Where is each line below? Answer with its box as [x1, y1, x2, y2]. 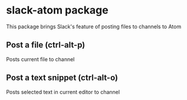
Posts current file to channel [6, 55, 75, 62]
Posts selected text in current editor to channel [6, 88, 120, 95]
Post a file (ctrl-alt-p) [6, 40, 86, 50]
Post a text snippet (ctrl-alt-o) [6, 73, 118, 83]
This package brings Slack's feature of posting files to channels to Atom [6, 23, 182, 30]
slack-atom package [6, 4, 109, 17]
